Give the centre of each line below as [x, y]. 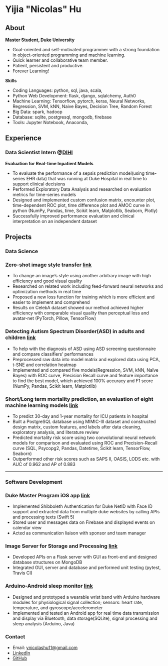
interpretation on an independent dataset [55, 221]
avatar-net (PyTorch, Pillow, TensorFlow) [54, 318]
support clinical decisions [39, 184]
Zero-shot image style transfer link [48, 265]
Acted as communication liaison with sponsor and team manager [79, 533]
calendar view [27, 528]
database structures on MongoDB [47, 562]
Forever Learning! [30, 71]
